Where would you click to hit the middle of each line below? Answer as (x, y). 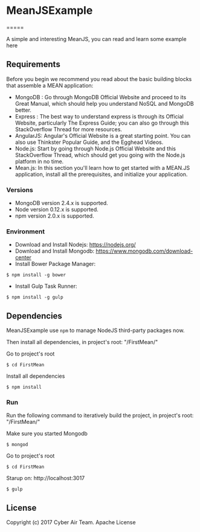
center (23, 258)
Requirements (33, 64)
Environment (26, 232)
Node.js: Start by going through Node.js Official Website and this (95, 148)
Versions (20, 190)
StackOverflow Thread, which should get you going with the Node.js (100, 155)
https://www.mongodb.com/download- (144, 251)
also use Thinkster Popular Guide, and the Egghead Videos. (89, 142)
